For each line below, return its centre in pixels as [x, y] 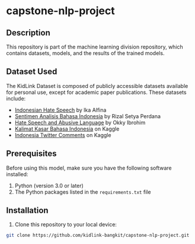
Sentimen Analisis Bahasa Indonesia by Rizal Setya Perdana [88, 116]
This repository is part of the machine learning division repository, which [95, 47]
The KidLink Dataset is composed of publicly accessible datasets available [97, 86]
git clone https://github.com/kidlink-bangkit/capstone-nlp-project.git [98, 235]
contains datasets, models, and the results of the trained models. [85, 53]
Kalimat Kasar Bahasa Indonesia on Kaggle [67, 129]
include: [16, 98]
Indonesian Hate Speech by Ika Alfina [60, 110]
